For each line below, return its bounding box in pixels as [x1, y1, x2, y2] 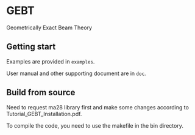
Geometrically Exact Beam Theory [6, 24, 93, 31]
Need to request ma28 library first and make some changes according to [6, 103, 189, 111]
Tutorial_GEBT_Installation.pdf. [6, 110, 82, 117]
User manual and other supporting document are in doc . [6, 70, 146, 77]
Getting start [6, 42, 56, 52]
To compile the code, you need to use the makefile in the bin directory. [6, 122, 184, 129]
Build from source [6, 87, 76, 98]
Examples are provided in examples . [6, 57, 95, 65]
